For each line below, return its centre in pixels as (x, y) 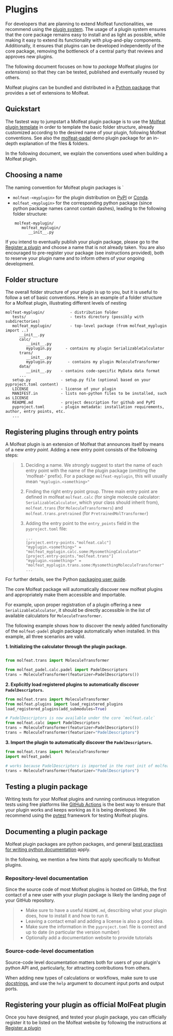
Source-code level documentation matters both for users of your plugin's (83, 962)
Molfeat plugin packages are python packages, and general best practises (84, 844)
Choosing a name (34, 175)
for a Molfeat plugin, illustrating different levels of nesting (66, 303)
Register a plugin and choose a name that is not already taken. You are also (85, 247)
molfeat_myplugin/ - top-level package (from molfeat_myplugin (90, 326)
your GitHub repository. (30, 900)
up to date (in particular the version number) (73, 932)
